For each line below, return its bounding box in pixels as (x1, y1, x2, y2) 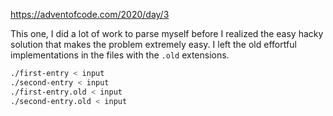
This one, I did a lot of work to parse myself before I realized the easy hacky (10, 28, 324, 39)
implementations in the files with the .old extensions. (10, 49, 230, 61)
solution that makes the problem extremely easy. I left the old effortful (10, 39, 297, 50)
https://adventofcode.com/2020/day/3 (10, 9, 170, 20)
